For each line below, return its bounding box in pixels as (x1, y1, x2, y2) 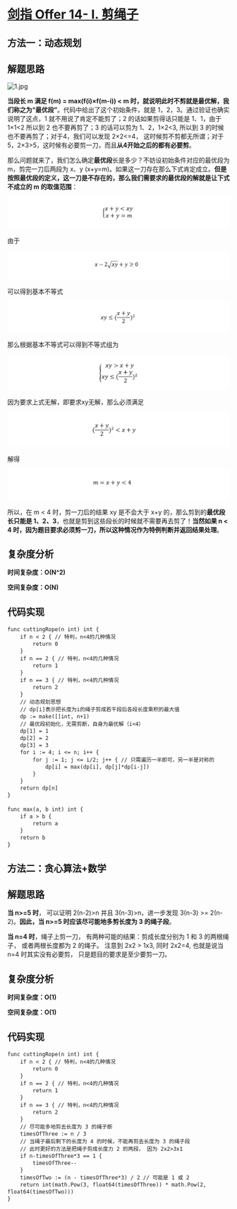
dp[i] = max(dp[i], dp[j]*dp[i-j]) (44, 763, 150, 771)
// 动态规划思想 (20, 698, 61, 706)
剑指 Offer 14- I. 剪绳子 (7, 6, 139, 23)
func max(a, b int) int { (7, 806, 83, 814)
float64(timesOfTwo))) (7, 1188, 74, 1196)
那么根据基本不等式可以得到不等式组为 (7, 340, 119, 349)
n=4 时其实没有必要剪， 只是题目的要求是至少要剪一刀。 (7, 950, 171, 959)
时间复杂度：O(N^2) (7, 568, 66, 577)
